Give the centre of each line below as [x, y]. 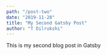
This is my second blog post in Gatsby [53, 45]
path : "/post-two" [29, 12]
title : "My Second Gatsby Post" [47, 23]
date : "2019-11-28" [31, 17]
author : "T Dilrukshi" [35, 28]
